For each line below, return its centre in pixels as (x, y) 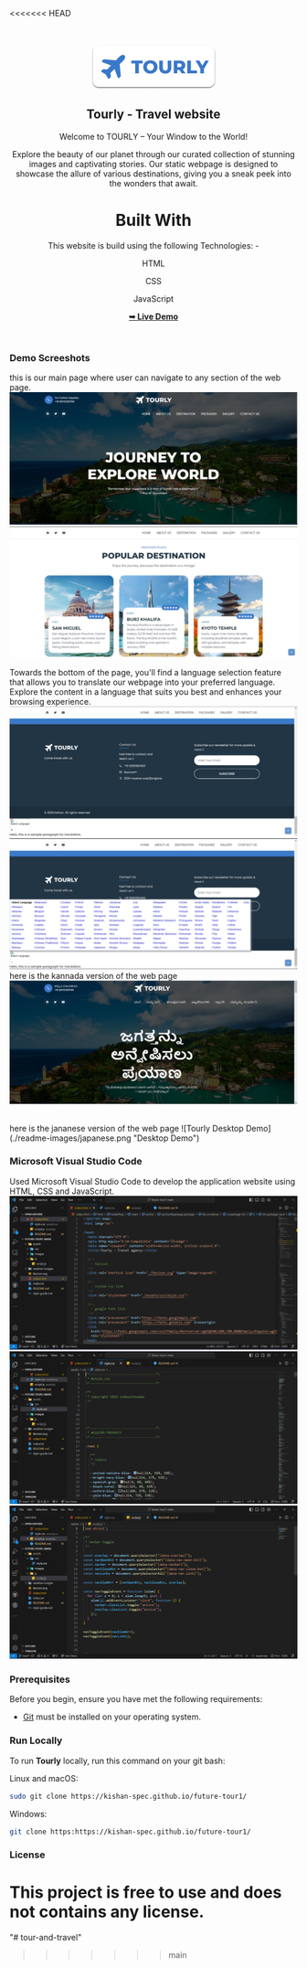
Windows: (28, 1814)
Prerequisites (40, 1679)
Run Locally (36, 1740)
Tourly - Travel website (153, 115)
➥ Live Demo (153, 316)
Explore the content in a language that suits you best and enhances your (146, 692)
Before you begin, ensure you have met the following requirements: (136, 1699)
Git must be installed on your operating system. (111, 1717)
